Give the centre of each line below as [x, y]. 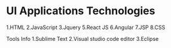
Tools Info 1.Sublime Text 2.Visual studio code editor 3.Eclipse [83, 39]
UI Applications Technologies [81, 11]
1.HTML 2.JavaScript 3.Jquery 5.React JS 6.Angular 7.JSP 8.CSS [86, 27]
